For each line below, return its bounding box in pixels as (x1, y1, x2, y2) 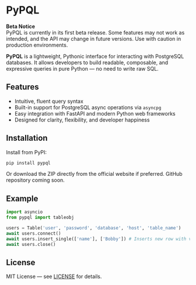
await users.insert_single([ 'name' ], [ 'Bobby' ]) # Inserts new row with (6, 236, 187, 242)
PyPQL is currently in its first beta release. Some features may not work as (6, 29, 185, 36)
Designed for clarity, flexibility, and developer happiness (14, 116, 150, 123)
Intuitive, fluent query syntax (14, 98, 83, 105)
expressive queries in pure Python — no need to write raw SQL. (6, 65, 159, 72)
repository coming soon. (6, 176, 65, 184)
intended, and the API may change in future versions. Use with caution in (6, 35, 181, 42)
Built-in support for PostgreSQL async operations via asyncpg (14, 103, 162, 111)
